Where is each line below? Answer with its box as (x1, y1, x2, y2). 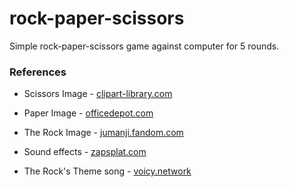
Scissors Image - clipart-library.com (23, 88, 173, 100)
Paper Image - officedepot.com (23, 107, 154, 119)
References (9, 65, 67, 79)
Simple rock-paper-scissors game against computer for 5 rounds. (9, 40, 280, 52)
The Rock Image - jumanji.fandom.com (23, 127, 184, 139)
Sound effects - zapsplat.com (23, 146, 147, 158)
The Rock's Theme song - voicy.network (23, 165, 192, 177)
